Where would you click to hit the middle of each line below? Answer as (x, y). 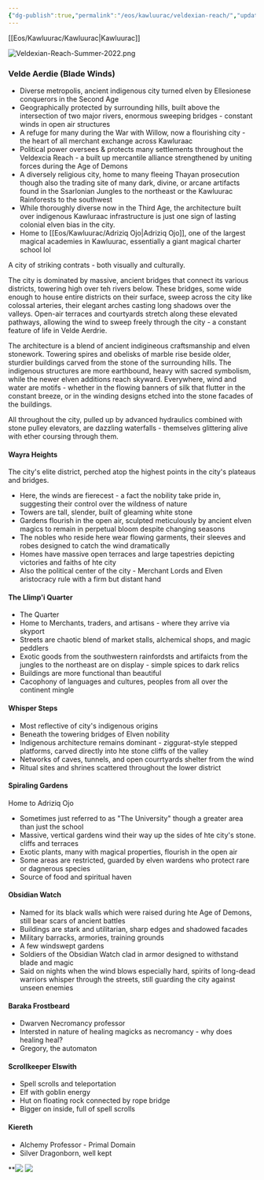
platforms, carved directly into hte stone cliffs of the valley (114, 751)
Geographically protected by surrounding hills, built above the (119, 107)
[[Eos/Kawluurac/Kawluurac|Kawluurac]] (74, 38)
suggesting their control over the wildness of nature (103, 504)
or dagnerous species (55, 868)
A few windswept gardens (62, 945)
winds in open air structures (65, 124)
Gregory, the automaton (58, 1048)
